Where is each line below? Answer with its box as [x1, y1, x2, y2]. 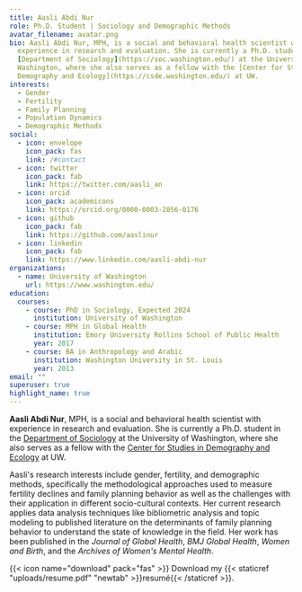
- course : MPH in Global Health [25, 323, 147, 331]
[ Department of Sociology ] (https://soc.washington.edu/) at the [17, 55, 263, 64]
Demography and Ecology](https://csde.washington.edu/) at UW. [17, 72, 259, 81]
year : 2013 [32, 364, 75, 373]
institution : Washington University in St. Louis [32, 356, 223, 365]
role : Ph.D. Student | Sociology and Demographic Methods [9, 22, 231, 31]
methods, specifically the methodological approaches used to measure [9, 479, 272, 490]
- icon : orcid [17, 189, 70, 198]
